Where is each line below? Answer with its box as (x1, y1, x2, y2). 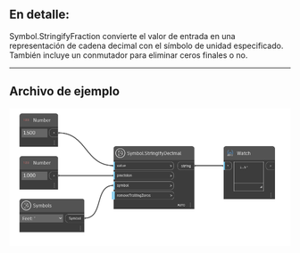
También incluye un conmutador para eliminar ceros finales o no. (9, 49, 248, 61)
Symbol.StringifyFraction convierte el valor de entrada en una (9, 30, 236, 41)
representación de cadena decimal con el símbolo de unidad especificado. (9, 40, 284, 51)
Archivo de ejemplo (9, 84, 121, 99)
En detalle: (9, 7, 70, 22)
